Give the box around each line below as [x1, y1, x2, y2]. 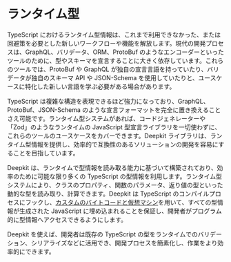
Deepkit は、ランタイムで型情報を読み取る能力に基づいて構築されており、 [7, 163, 217, 171]
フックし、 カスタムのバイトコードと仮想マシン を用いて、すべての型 [25, 198, 218, 206]
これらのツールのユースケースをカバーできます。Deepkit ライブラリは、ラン [7, 131, 223, 140]
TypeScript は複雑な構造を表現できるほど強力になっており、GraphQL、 [7, 97, 210, 105]
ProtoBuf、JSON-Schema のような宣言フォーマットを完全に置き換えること [7, 105, 221, 114]
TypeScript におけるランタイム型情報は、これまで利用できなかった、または [7, 30, 221, 39]
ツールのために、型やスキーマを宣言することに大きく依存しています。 [7, 56, 205, 64]
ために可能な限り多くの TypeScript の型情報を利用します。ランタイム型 [19, 172, 222, 180]
